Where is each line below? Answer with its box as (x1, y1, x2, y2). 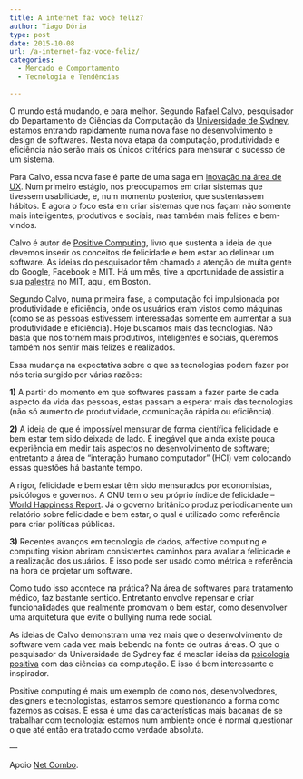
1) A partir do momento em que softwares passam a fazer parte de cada (9, 386, 279, 397)
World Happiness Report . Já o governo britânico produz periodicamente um (9, 499, 293, 510)
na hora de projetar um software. (9, 564, 133, 575)
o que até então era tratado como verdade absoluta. (9, 724, 204, 734)
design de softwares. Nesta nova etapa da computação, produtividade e (9, 134, 279, 145)
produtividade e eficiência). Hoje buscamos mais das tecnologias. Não (9, 322, 274, 333)
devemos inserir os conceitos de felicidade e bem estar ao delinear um (9, 246, 275, 257)
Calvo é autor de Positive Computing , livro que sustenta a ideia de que (9, 237, 272, 248)
